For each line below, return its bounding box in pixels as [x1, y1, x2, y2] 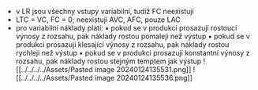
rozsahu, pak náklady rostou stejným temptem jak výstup [15, 56, 202, 66]
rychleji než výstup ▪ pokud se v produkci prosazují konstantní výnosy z [15, 49, 250, 57]
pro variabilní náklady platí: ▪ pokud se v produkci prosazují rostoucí [15, 23, 237, 32]
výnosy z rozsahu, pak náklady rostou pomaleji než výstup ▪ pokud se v [15, 31, 250, 41]
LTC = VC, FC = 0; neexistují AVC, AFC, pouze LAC [15, 15, 181, 24]
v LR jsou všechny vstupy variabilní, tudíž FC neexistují [15, 7, 195, 16]
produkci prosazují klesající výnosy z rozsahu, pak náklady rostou [15, 40, 230, 49]
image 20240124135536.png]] [94, 74, 193, 82]
